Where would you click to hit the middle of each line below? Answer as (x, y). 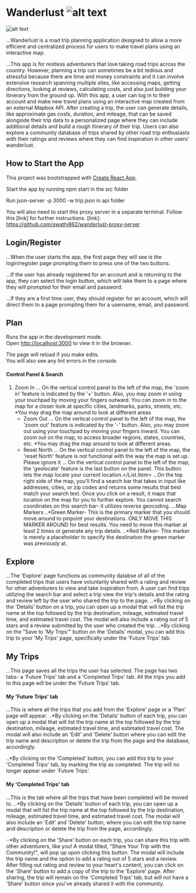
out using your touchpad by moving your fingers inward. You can (102, 431)
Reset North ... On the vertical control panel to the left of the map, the (107, 449)
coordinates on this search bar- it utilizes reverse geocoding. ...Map (105, 506)
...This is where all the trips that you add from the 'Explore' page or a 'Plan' (96, 709)
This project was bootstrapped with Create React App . (72, 177)
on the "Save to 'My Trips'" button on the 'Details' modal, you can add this (96, 632)
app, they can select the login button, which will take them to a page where (97, 280)
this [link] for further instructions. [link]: (54, 218)
